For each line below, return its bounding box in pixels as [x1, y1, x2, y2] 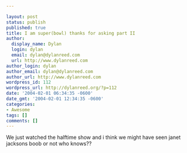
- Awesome [6, 107, 31, 112]
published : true [6, 25, 46, 31]
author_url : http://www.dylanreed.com [6, 74, 101, 80]
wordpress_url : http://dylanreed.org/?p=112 [6, 85, 117, 91]
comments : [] [6, 118, 38, 124]
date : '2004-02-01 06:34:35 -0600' [6, 91, 93, 97]
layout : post [6, 14, 38, 19]
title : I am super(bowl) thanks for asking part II [6, 30, 135, 36]
